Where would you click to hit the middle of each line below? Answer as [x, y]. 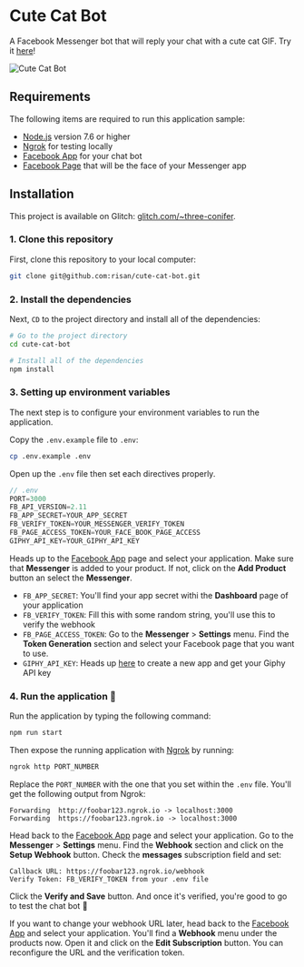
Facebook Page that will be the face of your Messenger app [134, 166]
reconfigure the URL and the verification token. [97, 952]
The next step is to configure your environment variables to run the [135, 412]
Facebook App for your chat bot [82, 156]
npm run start [36, 733]
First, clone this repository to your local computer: [103, 259]
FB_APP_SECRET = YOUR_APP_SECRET [69, 516]
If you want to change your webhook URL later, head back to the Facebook [149, 923]
